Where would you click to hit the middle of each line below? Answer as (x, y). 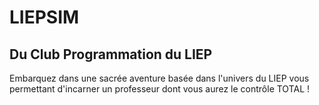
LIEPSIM (44, 17)
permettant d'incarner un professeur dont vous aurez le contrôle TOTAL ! (160, 89)
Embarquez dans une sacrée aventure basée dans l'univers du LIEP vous (159, 78)
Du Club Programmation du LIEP (111, 54)
